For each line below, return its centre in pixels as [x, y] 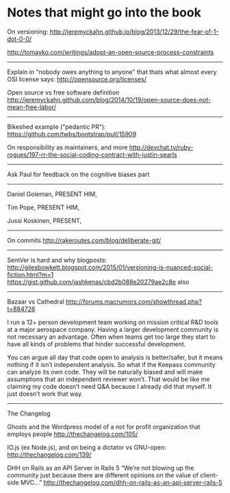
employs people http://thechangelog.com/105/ [73, 434]
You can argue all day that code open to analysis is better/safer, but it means [115, 357]
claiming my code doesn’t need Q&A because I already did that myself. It [110, 386]
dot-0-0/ [20, 38]
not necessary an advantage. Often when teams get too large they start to [111, 337]
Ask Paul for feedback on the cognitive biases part [78, 174]
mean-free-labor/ [32, 107]
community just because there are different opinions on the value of [103, 475]
